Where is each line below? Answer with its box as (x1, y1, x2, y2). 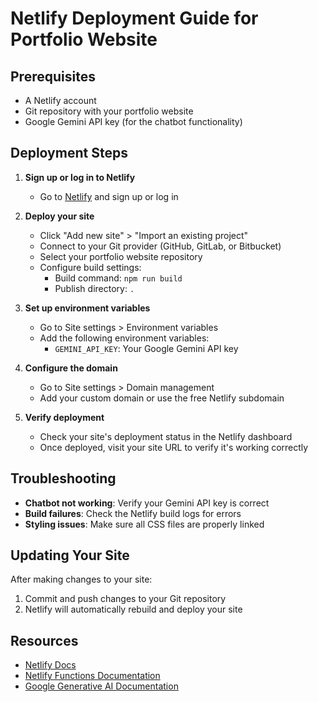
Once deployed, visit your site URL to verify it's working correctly (39, 441, 309, 453)
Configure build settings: (39, 261, 142, 273)
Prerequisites (10, 68, 96, 85)
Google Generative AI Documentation (24, 680, 179, 692)
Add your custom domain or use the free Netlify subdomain (39, 392, 285, 404)
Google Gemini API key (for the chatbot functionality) (24, 116, 243, 127)
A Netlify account (24, 95, 97, 106)
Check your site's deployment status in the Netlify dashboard (39, 430, 293, 442)
